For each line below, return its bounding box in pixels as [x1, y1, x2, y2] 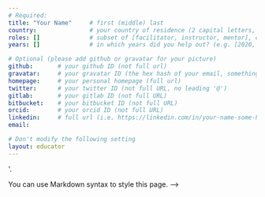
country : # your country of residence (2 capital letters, [8, 26, 256, 34]
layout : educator [8, 143, 65, 151]
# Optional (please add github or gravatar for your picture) [8, 55, 217, 63]
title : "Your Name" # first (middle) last [8, 19, 164, 27]
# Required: [8, 11, 47, 20]
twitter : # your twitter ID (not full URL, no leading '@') [8, 84, 227, 92]
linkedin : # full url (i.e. [8, 113, 114, 122]
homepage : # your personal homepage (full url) [8, 76, 181, 85]
